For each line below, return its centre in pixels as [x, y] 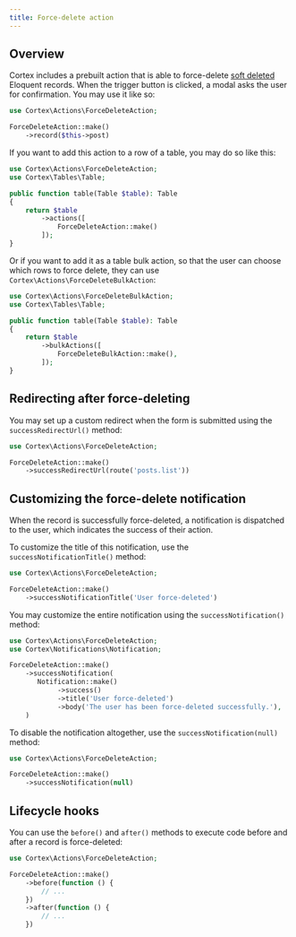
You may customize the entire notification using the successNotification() [147, 614]
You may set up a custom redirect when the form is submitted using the [141, 420]
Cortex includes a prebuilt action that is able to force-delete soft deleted [142, 75]
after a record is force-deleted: [66, 842]
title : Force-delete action [62, 17]
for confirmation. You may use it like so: [82, 94]
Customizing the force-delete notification [127, 499]
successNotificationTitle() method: [78, 557]
